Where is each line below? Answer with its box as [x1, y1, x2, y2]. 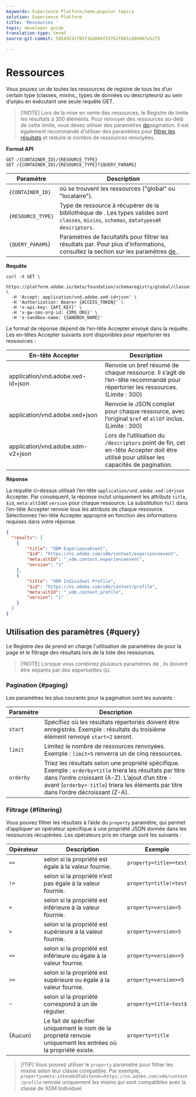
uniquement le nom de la [43, 1024, 112, 1033]
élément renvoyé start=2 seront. [44, 733, 133, 741]
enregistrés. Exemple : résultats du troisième [44, 725, 166, 734]
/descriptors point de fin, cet [104, 438, 185, 446]
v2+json [9, 449, 32, 458]
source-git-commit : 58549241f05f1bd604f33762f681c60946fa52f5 [6, 36, 160, 42]
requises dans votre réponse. [6, 518, 77, 525]
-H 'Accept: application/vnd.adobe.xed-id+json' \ [11, 294, 137, 300]
